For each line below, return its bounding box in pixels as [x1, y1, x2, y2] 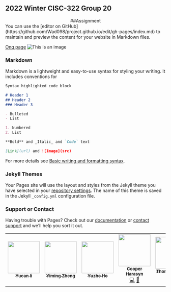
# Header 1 [5, 92, 28, 98]
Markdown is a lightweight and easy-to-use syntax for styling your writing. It [5, 68, 165, 75]
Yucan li [15, 273, 33, 279]
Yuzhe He [87, 273, 108, 279]
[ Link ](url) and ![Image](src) [5, 148, 72, 154]
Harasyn [125, 271, 144, 277]
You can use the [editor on [5, 23, 61, 29]
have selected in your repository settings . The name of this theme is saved [5, 187, 162, 193]
